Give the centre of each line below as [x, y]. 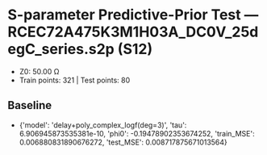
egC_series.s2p [61, 49]
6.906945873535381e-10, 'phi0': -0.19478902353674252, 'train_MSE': [137, 133]
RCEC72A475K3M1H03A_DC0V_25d [133, 32]
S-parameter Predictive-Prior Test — [133, 15]
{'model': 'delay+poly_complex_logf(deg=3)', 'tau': [103, 125]
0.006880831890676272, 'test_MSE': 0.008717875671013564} [123, 142]
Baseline [30, 105]
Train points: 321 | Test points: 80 [75, 80]
